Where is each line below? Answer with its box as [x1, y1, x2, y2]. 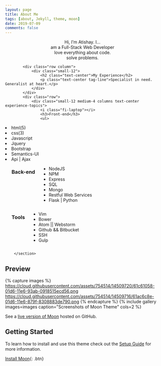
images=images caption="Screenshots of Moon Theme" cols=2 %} [5, 304, 141, 310]
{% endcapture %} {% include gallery [80, 298, 157, 304]
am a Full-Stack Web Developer [51, 44, 114, 50]
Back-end [11, 169, 35, 176]
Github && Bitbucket [38, 227, 80, 233]
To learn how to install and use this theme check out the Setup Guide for [5, 341, 151, 347]
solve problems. [66, 55, 99, 61]
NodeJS [49, 166, 65, 172]
